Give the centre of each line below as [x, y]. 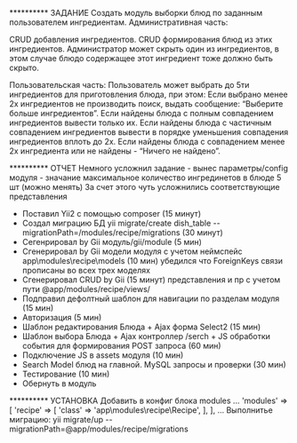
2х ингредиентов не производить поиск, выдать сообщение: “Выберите [146, 104]
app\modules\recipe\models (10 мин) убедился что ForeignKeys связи [152, 261]
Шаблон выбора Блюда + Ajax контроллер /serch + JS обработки [146, 336]
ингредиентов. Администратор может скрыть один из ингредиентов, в [144, 49]
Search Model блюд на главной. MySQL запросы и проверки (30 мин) [154, 364]
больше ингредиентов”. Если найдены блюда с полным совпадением [141, 113]
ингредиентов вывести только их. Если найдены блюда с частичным [140, 123]
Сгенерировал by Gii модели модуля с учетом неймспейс [132, 251]
